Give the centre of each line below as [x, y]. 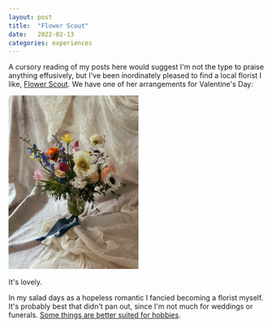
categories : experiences [50, 43]
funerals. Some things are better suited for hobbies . [95, 315]
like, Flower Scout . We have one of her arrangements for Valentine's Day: [131, 84]
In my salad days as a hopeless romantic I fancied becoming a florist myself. [136, 297]
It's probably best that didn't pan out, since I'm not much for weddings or [131, 306]
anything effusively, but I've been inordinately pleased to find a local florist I [135, 76]
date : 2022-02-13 [41, 34]
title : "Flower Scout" [49, 26]
